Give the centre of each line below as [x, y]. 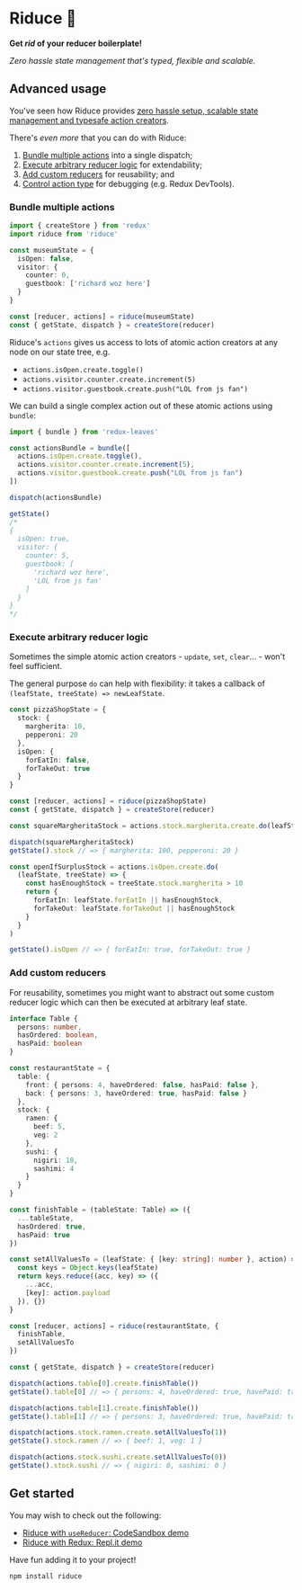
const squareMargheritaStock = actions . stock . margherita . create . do [138, 826]
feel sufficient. [36, 666]
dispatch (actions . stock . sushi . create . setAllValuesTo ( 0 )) [118, 1457]
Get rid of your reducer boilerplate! [75, 43]
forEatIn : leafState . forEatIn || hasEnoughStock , [128, 900]
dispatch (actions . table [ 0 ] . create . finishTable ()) [104, 1383]
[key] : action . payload [68, 1293]
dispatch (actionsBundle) [56, 497]
